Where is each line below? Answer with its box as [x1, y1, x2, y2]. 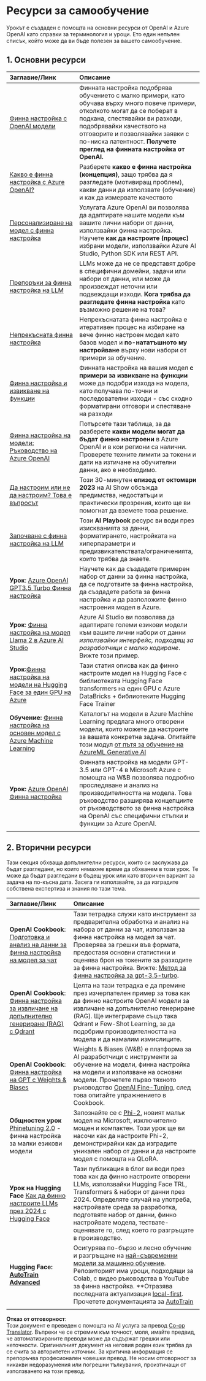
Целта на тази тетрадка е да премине [73, 981, 186, 989]
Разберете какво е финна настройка [79, 162, 192, 171]
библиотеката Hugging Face [79, 676, 162, 685]
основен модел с [9, 729, 61, 737]
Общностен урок [9, 1116, 62, 1124]
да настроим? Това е [9, 490, 72, 499]
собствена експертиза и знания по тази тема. [6, 884, 127, 892]
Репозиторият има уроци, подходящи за [73, 1266, 194, 1275]
